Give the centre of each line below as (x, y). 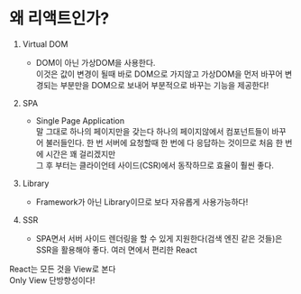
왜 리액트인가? (59, 18)
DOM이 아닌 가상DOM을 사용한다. (96, 62)
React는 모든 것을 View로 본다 (63, 269)
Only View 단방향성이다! (52, 280)
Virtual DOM (45, 44)
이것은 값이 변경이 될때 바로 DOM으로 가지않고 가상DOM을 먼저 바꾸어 (159, 74)
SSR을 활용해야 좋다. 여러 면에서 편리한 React (116, 250)
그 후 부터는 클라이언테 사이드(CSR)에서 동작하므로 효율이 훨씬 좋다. (155, 165)
